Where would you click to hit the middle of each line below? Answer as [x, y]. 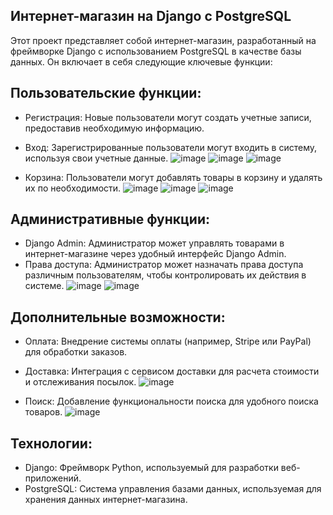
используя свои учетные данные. [96, 158]
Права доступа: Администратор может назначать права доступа [164, 265]
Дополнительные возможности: [118, 317]
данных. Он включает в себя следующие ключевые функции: [141, 61]
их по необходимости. [73, 188]
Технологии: [51, 443]
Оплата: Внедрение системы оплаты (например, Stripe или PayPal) [168, 341]
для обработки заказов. [76, 352]
